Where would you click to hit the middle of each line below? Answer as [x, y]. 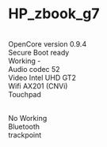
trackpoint [25, 134]
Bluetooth [24, 126]
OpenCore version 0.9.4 [48, 43]
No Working [28, 118]
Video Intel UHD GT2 [42, 77]
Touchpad [25, 94]
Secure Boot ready [39, 52]
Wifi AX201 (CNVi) [38, 86]
